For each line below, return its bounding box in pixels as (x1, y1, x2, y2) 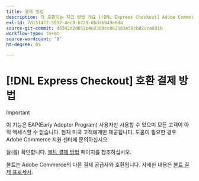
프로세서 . (12, 168, 34, 175)
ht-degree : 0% (6, 42, 41, 48)
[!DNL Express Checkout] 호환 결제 (6, 75, 176, 88)
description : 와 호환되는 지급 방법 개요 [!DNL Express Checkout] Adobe (6, 14, 176, 20)
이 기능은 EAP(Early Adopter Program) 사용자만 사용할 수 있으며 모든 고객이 (6, 121, 183, 128)
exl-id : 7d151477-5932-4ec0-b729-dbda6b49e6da (6, 20, 123, 25)
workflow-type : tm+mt (6, 31, 60, 37)
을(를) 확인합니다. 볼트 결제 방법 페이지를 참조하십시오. (6, 148, 132, 156)
